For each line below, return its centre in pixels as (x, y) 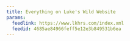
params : (16, 17)
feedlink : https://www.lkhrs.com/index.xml (68, 23)
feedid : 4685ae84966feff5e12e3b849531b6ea (67, 29)
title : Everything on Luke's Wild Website (61, 12)
